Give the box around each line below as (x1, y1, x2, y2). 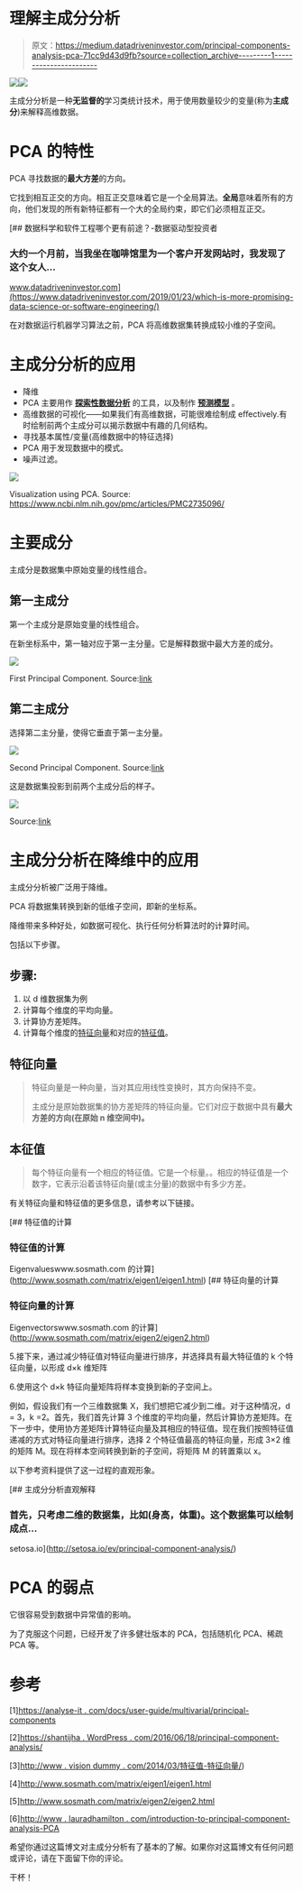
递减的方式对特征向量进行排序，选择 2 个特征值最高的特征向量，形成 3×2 (9, 1434, 281, 1444)
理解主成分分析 (9, 8, 121, 29)
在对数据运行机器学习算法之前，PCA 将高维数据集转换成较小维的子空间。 (9, 319, 281, 330)
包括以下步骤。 (9, 939, 65, 950)
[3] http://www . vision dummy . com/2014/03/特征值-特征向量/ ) (9, 1760, 245, 1771)
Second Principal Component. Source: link (9, 761, 165, 772)
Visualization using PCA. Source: (9, 489, 131, 500)
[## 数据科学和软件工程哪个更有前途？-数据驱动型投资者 (9, 222, 218, 233)
